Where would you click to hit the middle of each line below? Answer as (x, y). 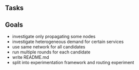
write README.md (30, 57)
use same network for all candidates (49, 47)
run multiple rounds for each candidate (51, 52)
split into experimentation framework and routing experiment (73, 63)
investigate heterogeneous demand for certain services (68, 42)
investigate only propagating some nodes (54, 37)
